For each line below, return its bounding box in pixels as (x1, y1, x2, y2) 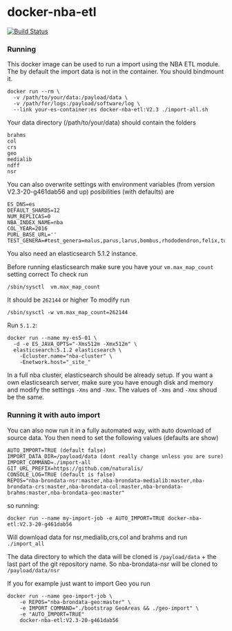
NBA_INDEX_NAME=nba (7, 219, 64, 226)
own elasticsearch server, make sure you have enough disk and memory (7, 378, 213, 387)
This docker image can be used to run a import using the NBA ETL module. (7, 60, 220, 68)
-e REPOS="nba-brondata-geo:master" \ (19, 598, 131, 605)
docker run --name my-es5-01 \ (7, 335, 97, 342)
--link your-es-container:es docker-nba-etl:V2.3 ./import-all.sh (13, 107, 209, 113)
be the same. (7, 393, 45, 401)
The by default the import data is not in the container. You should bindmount (7, 67, 224, 76)
